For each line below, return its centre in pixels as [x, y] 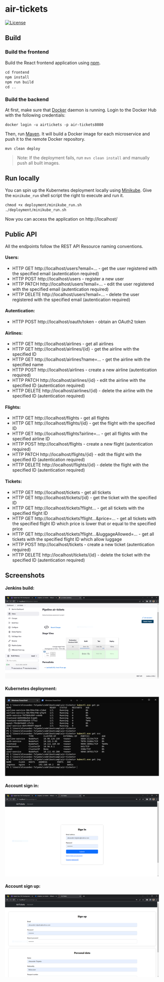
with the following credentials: [35, 115]
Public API [21, 235]
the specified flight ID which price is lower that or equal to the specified [84, 524]
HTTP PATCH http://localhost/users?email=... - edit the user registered [83, 284]
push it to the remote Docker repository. [45, 139]
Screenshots [25, 575]
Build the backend [27, 99]
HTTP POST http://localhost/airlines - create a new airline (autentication [84, 370]
